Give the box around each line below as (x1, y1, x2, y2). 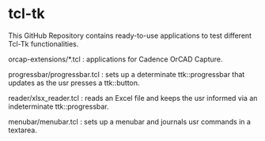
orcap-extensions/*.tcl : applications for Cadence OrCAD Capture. (8, 54, 223, 64)
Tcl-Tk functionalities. (8, 39, 79, 48)
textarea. (8, 125, 37, 135)
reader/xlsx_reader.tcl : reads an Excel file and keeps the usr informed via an (8, 93, 258, 102)
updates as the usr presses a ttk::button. (8, 78, 140, 87)
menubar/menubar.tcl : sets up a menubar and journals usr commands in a (8, 117, 252, 126)
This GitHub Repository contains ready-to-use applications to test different (8, 31, 252, 40)
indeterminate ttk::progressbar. (8, 102, 109, 111)
